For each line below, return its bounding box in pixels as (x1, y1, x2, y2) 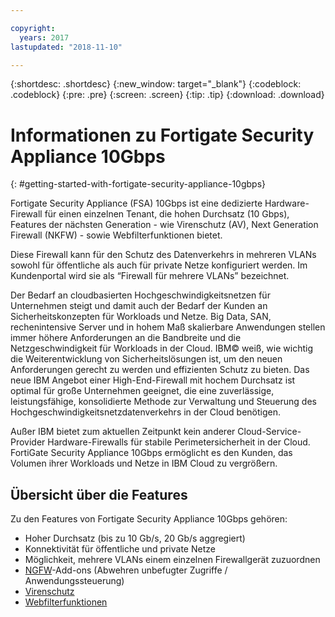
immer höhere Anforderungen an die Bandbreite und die (10, 332, 242, 344)
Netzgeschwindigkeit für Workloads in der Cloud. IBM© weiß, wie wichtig (10, 342, 313, 355)
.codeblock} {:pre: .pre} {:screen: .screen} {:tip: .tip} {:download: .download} (10, 89, 325, 101)
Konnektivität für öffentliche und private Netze (24, 543, 216, 555)
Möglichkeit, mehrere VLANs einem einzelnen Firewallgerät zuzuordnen (24, 554, 321, 566)
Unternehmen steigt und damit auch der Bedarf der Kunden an (10, 300, 268, 312)
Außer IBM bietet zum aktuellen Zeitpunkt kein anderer (10, 426, 236, 438)
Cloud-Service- (237, 426, 302, 438)
